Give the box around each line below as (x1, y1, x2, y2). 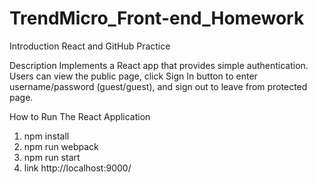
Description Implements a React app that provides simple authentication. (9, 59, 309, 71)
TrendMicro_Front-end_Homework (9, 7, 305, 30)
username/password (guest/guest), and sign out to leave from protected (9, 80, 308, 92)
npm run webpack (23, 140, 99, 152)
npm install (23, 130, 70, 142)
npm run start (23, 151, 81, 163)
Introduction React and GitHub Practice (9, 40, 171, 52)
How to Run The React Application (9, 110, 151, 122)
